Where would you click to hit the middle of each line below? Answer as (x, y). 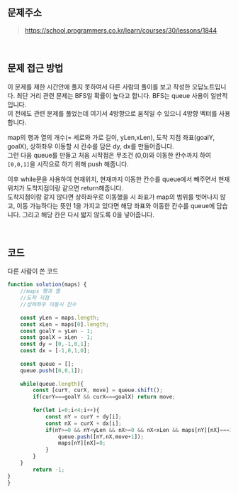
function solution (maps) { (47, 285)
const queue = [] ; (47, 364)
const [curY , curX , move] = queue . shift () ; (98, 390)
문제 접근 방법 (35, 69)
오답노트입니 (209, 87)
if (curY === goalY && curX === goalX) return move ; (104, 397)
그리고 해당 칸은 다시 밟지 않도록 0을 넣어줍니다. (88, 215)
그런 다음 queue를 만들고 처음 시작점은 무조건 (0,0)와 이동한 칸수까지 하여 (109, 155)
